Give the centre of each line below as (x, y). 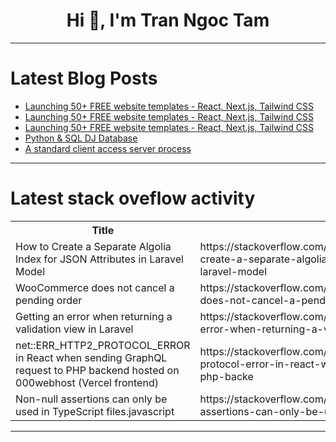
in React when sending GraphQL (91, 357)
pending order (49, 300)
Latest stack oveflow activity (133, 198)
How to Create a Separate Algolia (93, 246)
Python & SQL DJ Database (81, 138)
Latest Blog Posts (84, 78)
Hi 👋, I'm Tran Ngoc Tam (168, 20)
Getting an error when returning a (94, 316)
